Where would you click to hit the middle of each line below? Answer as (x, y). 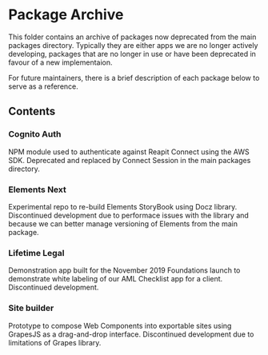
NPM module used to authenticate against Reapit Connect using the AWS (129, 152)
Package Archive (66, 15)
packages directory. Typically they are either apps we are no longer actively (133, 45)
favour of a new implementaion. (61, 62)
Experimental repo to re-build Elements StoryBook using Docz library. (123, 206)
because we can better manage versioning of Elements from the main (123, 223)
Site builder (31, 308)
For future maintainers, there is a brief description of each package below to (134, 78)
